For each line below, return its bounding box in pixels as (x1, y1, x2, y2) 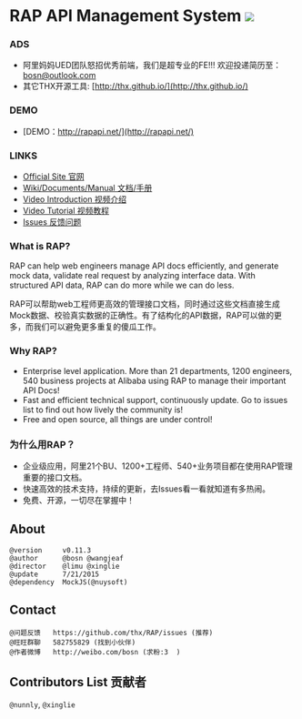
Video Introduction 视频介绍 (22, 194, 127, 205)
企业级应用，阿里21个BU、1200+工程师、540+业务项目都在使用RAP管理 (22, 461, 293, 471)
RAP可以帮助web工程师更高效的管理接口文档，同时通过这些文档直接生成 (9, 299, 280, 309)
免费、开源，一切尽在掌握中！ (22, 494, 135, 505)
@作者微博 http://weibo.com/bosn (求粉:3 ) (9, 647, 181, 656)
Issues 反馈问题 (22, 217, 82, 228)
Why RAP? (9, 345, 57, 358)
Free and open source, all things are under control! (22, 413, 213, 424)
